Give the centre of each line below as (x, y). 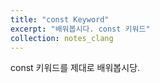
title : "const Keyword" (60, 19)
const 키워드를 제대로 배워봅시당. (75, 68)
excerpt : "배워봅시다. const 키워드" (80, 29)
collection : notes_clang (62, 38)
